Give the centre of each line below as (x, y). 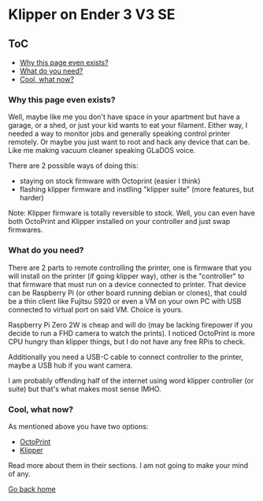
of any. (19, 473)
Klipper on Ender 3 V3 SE (92, 15)
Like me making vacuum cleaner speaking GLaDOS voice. (102, 151)
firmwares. (26, 230)
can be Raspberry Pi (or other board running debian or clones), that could (128, 293)
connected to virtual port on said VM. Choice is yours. (96, 309)
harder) (32, 198)
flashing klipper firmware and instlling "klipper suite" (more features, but (137, 189)
